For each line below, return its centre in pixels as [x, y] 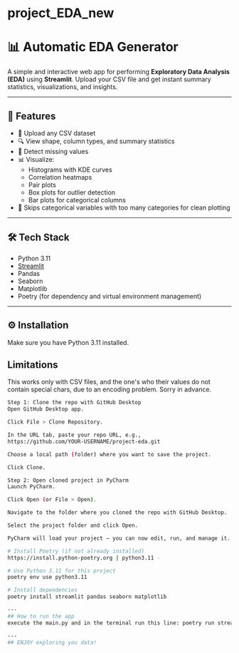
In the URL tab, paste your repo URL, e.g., [74, 435]
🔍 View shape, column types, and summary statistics [96, 141]
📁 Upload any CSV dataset [57, 133]
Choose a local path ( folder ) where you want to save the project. [110, 454]
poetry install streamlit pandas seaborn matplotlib [87, 597]
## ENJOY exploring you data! [52, 642]
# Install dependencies [43, 590]
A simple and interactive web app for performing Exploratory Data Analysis [118, 72]
